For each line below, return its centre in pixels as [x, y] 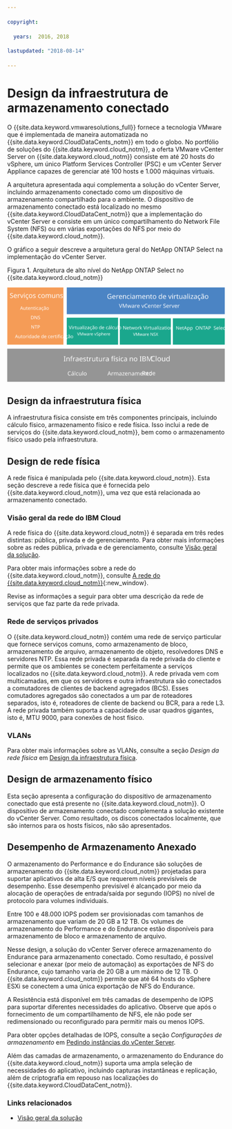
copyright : [23, 22]
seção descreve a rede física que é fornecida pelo [78, 485]
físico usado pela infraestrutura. [52, 439]
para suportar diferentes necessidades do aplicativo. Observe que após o [112, 1007]
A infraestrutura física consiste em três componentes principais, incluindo [112, 417]
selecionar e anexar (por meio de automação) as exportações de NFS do [110, 964]
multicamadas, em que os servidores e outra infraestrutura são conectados [115, 681]
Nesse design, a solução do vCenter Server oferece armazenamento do [109, 949]
